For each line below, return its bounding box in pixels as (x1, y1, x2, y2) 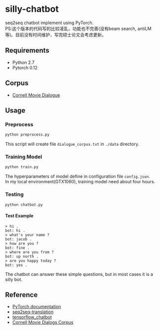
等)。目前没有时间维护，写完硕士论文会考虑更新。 (5, 32, 107, 37)
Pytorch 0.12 (12, 65, 38, 70)
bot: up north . (5, 254, 39, 259)
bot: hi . (5, 228, 26, 233)
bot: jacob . (5, 236, 32, 242)
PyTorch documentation (12, 304, 61, 310)
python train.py (5, 165, 39, 169)
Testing (5, 191, 24, 198)
